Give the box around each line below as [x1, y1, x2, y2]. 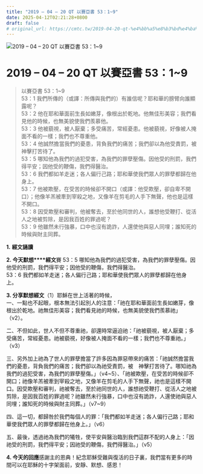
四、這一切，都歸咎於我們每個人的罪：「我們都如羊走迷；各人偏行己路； [6, 413, 184, 420]
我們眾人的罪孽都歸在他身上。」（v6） [16, 420, 108, 428]
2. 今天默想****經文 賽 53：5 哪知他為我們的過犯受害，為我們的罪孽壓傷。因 [6, 256, 196, 264]
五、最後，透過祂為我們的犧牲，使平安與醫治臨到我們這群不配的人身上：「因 [6, 434, 195, 441]
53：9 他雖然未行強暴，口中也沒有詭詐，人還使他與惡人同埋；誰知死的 [21, 223, 197, 230]
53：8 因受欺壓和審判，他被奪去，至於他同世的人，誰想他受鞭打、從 [21, 208, 192, 215]
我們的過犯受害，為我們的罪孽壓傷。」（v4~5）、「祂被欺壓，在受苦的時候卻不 [6, 370, 195, 378]
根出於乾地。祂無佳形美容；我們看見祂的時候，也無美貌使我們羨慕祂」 [6, 307, 181, 314]
